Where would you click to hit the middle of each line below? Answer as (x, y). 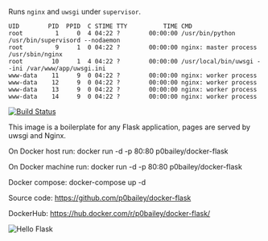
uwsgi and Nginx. (37, 135)
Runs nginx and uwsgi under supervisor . (75, 12)
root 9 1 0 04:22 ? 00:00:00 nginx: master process (133, 47)
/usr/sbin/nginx (35, 55)
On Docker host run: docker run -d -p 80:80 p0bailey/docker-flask (118, 151)
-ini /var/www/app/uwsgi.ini (57, 68)
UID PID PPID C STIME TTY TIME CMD (101, 27)
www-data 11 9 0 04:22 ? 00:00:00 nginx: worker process (133, 76)
